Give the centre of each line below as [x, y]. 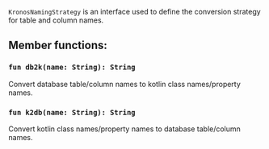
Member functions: [58, 46]
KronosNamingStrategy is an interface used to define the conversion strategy [134, 12]
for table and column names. [56, 20]
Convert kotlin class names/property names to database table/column [124, 129]
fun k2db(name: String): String [72, 112]
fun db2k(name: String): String [72, 67]
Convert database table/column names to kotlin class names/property [124, 84]
